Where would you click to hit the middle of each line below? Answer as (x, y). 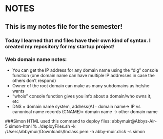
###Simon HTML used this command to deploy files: (58, 121)
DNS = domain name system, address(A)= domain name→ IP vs (76, 106)
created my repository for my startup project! (60, 46)
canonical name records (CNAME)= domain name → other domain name (85, 111)
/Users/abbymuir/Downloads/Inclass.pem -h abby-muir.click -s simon (75, 131)
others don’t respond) (34, 80)
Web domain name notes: (36, 60)
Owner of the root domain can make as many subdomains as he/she (81, 85)
